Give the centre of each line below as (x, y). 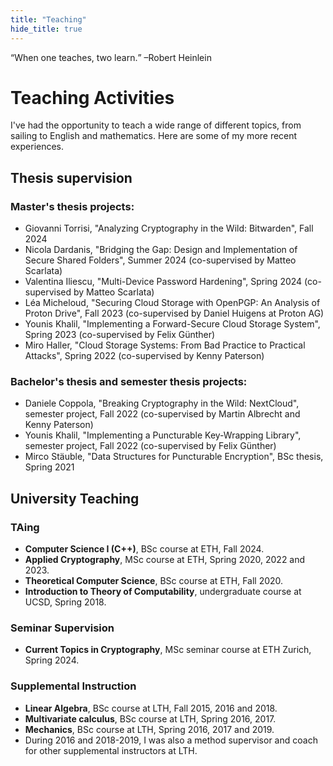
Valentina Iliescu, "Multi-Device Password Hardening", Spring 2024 (163, 282)
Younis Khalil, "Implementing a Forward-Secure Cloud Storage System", (172, 324)
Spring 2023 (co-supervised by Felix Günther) (120, 335)
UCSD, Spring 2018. (65, 602)
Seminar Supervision (62, 628)
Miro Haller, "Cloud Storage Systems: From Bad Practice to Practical (165, 345)
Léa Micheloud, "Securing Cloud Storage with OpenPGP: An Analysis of (172, 303)
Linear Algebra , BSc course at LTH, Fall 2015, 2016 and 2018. (151, 708)
